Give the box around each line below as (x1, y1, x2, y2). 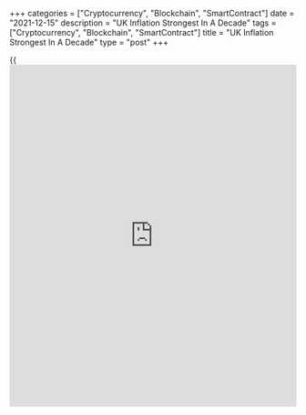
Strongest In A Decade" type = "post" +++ (9, 36, 169, 47)
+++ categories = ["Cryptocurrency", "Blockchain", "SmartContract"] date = (9, 8, 295, 18)
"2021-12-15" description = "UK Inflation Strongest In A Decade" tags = (9, 17, 277, 28)
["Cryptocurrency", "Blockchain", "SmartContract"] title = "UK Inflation (9, 27, 274, 37)
